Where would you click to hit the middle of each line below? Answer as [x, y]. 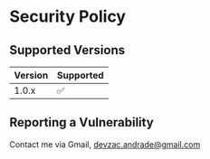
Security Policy [68, 17]
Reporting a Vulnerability [81, 122]
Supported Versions [67, 50]
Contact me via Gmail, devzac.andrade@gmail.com [105, 144]
